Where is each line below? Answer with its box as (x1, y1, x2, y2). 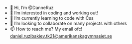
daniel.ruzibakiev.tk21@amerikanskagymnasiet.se (9, 33, 112, 39)
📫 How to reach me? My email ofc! (9, 26, 83, 32)
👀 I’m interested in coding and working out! (9, 10, 98, 16)
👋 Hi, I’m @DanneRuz (9, 5, 54, 10)
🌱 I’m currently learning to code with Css (9, 15, 94, 21)
